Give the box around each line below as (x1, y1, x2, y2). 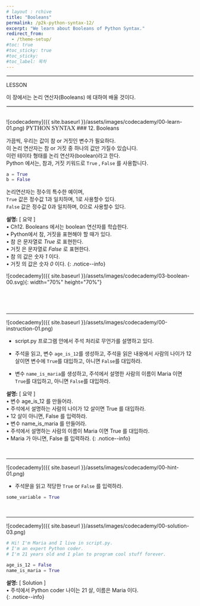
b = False (6, 177, 31, 183)
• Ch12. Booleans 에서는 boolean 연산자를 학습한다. (6, 223, 129, 230)
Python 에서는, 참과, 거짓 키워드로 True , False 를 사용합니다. (6, 159, 149, 167)
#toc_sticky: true (6, 48, 52, 54)
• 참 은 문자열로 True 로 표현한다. (6, 238, 84, 245)
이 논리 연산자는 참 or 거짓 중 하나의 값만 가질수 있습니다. (6, 144, 138, 152)
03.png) (6, 529, 26, 536)
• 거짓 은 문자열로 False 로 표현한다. (6, 245, 90, 253)
